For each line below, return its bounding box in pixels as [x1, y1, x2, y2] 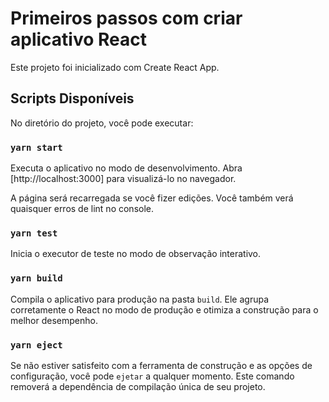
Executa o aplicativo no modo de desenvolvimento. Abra [10, 162, 243, 174]
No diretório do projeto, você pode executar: [10, 117, 194, 129]
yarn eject [10, 339, 63, 351]
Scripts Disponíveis [10, 90, 135, 107]
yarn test [10, 227, 58, 239]
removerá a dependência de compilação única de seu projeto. [10, 380, 266, 392]
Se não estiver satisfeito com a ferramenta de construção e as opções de [10, 359, 313, 371]
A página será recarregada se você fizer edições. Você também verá [10, 192, 294, 204]
